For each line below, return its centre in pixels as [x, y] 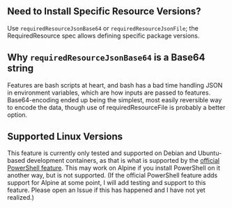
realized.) [21, 198]
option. [17, 115]
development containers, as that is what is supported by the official [123, 161]
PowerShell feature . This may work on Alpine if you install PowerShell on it [114, 168]
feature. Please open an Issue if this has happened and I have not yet [106, 190]
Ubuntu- [210, 153]
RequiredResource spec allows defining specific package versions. [103, 35]
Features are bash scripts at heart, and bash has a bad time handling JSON [115, 85]
